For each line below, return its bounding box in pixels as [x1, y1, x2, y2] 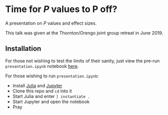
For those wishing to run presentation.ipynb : [5, 73, 99, 79]
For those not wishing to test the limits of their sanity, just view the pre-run [5, 58, 160, 64]
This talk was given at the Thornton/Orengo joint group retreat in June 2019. [5, 30, 163, 36]
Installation [5, 44, 41, 53]
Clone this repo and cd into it [12, 88, 72, 94]
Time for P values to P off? [5, 4, 118, 15]
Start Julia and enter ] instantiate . [12, 93, 90, 99]
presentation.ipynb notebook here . [5, 63, 79, 69]
